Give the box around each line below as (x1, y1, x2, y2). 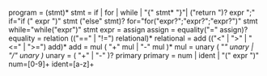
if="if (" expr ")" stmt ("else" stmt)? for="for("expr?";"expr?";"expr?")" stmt (8, 16, 258, 26)
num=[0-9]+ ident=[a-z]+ (8, 59, 95, 69)
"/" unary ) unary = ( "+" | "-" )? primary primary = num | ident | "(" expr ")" (8, 51, 260, 60)
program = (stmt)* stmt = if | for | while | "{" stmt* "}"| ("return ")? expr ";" (8, 8, 256, 17)
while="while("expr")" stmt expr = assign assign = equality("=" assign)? (8, 25, 248, 34)
